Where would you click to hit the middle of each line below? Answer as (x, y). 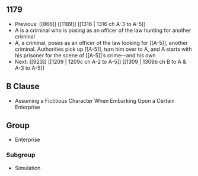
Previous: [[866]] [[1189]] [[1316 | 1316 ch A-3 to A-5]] (80, 24)
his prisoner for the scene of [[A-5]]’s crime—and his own (85, 55)
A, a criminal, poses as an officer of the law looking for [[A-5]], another (101, 43)
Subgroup (21, 155)
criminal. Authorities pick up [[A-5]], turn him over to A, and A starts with (103, 49)
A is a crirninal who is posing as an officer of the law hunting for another (103, 30)
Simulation (28, 168)
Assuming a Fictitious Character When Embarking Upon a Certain (95, 100)
